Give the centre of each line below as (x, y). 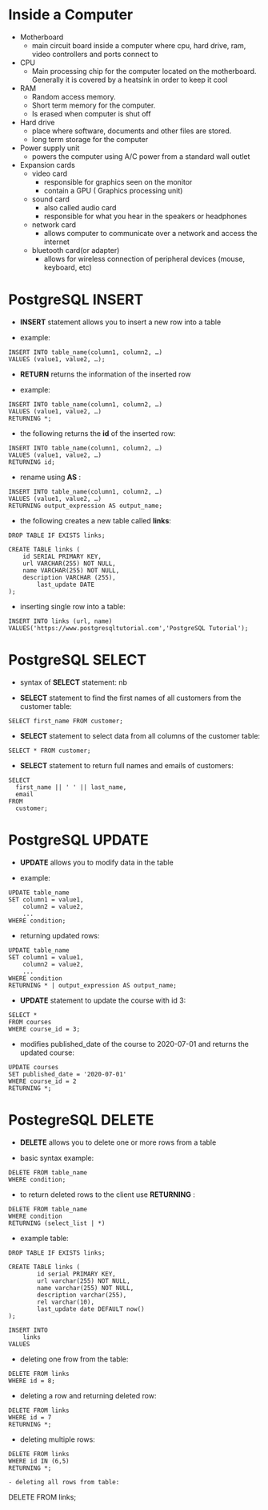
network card (54, 224)
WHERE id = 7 (30, 1417)
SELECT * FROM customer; (50, 751)
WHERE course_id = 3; (44, 1029)
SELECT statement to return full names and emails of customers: (127, 765)
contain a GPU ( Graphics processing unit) (113, 190)
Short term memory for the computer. (94, 105)
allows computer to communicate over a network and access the (150, 233)
